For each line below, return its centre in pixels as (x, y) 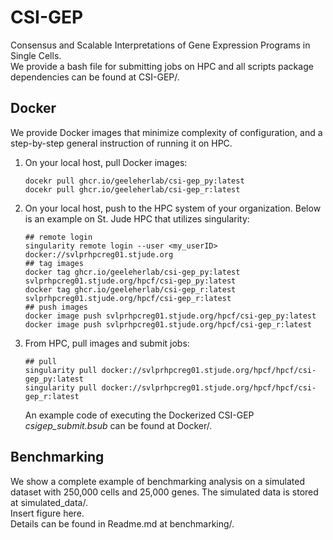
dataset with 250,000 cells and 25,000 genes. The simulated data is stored (164, 492)
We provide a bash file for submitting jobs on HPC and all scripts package (162, 66)
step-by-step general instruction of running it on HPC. (121, 143)
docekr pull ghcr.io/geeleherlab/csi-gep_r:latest (132, 189)
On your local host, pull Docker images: (106, 162)
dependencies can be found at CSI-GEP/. (95, 77)
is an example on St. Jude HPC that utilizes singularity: (137, 218)
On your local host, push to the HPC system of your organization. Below (173, 208)
